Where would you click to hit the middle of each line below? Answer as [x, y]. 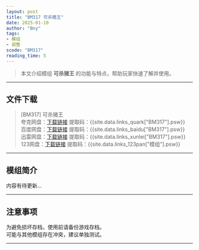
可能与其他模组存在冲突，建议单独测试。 [55, 235]
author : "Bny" [24, 28]
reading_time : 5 [26, 56]
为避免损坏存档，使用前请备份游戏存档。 [55, 227]
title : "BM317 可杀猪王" [35, 17]
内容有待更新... [24, 186]
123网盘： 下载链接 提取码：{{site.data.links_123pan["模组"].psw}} [100, 144]
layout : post [22, 12]
